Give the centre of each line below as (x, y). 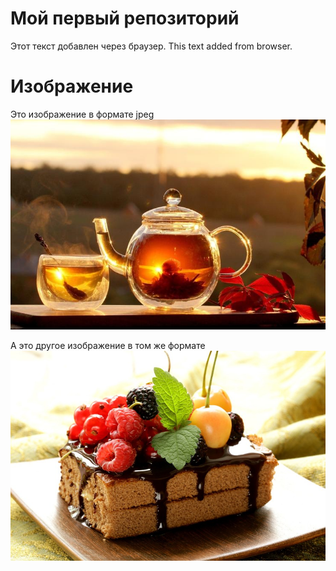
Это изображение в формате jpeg (82, 114)
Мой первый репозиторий (125, 18)
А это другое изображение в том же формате (108, 345)
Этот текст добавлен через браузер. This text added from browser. (151, 46)
